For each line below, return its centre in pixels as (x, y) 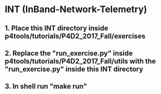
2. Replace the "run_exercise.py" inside (69, 53)
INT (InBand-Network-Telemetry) (76, 9)
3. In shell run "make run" (46, 87)
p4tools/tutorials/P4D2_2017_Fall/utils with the (80, 61)
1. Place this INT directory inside (56, 28)
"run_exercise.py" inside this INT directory (74, 69)
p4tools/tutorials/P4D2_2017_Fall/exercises (75, 36)
